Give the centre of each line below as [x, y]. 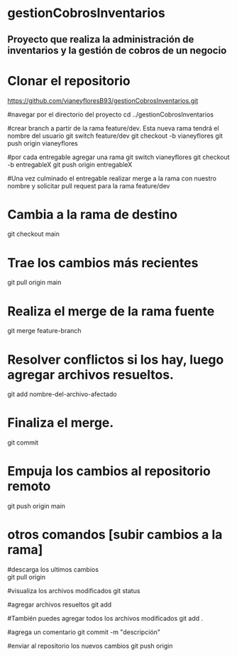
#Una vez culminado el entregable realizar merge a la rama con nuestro [112, 178]
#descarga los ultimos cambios [53, 570]
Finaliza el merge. [61, 423]
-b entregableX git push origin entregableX [70, 164]
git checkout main [34, 234]
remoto [29, 486]
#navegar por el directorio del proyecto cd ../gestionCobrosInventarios [111, 114]
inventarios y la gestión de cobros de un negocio [117, 50]
